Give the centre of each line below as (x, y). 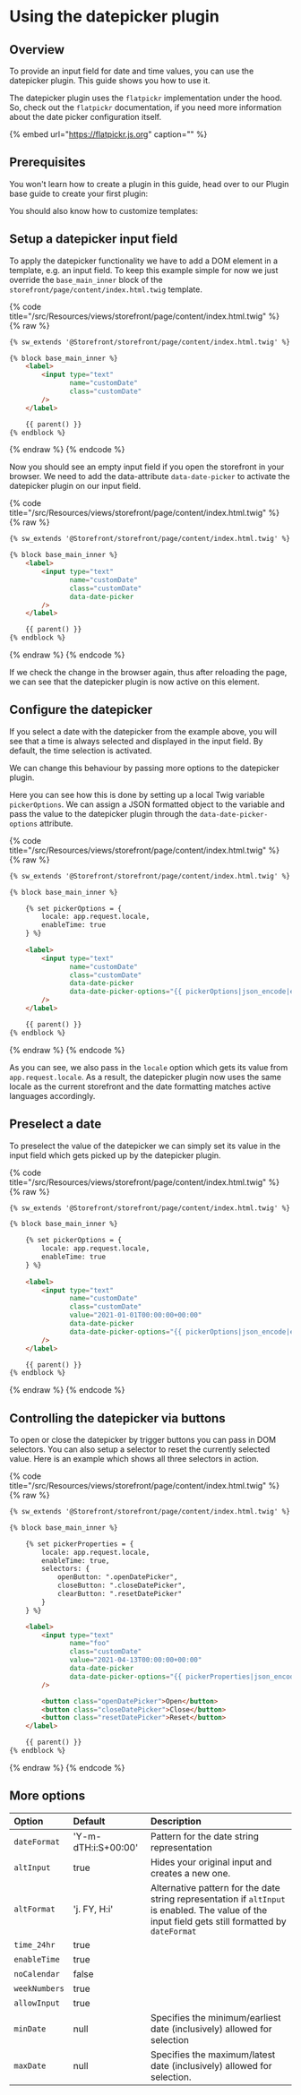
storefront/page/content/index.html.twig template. (106, 289)
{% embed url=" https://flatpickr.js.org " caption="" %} (108, 134)
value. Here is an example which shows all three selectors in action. (134, 1459)
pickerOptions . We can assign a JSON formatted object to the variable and (147, 804)
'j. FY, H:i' (93, 1909)
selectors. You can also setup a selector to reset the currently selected (140, 1449)
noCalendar (37, 1974)
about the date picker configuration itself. (86, 117)
